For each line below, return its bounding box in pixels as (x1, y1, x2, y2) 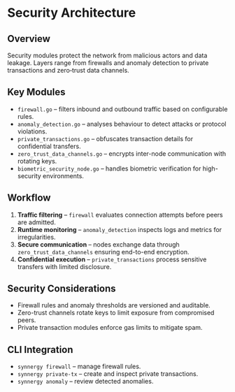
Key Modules (7, 86, 66, 99)
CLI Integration (7, 344, 73, 356)
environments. (43, 171, 84, 180)
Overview (7, 33, 51, 45)
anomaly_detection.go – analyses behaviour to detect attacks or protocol (17, 119, 227, 128)
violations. (17, 127, 48, 136)
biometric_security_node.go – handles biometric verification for (17, 164, 201, 173)
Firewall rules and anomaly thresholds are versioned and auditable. (17, 301, 211, 310)
